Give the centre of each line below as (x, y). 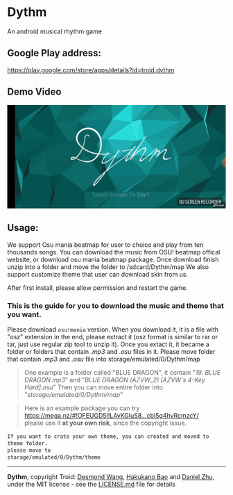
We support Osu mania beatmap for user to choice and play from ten (105, 245)
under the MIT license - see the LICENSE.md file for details (91, 484)
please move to (29, 450)
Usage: (23, 228)
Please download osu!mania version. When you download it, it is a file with (113, 329)
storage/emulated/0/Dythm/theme (54, 457)
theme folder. (28, 443)
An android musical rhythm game (55, 31)
